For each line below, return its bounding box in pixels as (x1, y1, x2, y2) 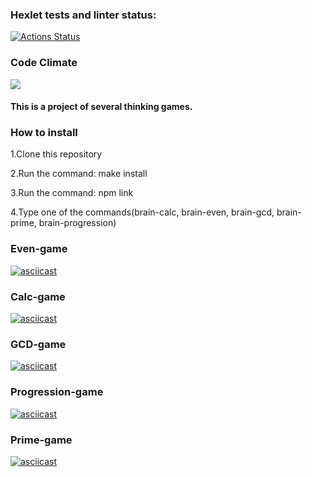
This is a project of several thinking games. (10, 101, 193, 113)
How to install (10, 126, 78, 140)
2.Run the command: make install (10, 168, 148, 180)
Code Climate (10, 56, 78, 70)
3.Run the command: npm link (10, 187, 134, 199)
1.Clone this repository (10, 148, 103, 160)
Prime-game (10, 433, 73, 447)
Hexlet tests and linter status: (10, 8, 157, 22)
